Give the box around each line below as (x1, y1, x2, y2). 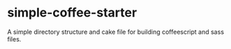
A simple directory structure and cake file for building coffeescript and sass (7, 28, 225, 36)
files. (7, 35, 22, 43)
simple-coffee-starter (7, 5, 137, 21)
